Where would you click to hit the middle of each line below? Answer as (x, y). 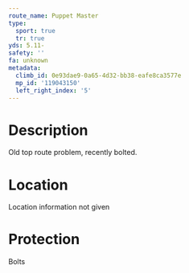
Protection (44, 240)
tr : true (30, 38)
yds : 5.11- (27, 46)
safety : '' (27, 53)
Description (48, 130)
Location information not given (59, 207)
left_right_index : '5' (53, 90)
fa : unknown (28, 61)
